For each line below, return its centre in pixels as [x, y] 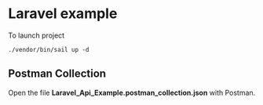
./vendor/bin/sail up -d [49, 49]
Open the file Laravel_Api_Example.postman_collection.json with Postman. [132, 92]
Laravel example [63, 14]
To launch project [37, 35]
